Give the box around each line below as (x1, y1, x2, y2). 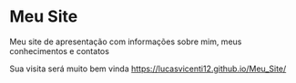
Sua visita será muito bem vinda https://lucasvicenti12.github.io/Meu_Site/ (9, 63, 287, 74)
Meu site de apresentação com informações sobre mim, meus (9, 36, 242, 47)
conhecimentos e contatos (9, 45, 109, 56)
